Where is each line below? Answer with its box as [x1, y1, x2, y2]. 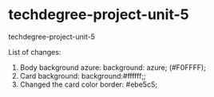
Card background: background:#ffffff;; [19, 71, 146, 80]
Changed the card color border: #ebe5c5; [19, 80, 158, 89]
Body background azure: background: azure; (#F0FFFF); [19, 62, 206, 72]
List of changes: [8, 47, 61, 56]
